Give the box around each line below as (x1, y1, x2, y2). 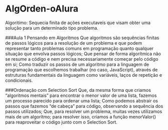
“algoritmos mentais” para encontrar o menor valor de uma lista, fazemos (5, 92, 157, 98)
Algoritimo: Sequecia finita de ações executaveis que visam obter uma (5, 20, 151, 26)
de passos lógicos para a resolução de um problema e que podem (5, 40, 142, 46)
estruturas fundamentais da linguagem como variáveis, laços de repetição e (5, 72, 162, 78)
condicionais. (5, 77, 33, 83)
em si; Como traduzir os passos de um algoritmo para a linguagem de (5, 61, 149, 67)
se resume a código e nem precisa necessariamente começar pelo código (5, 56, 158, 62)
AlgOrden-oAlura (5, 3, 79, 15)
